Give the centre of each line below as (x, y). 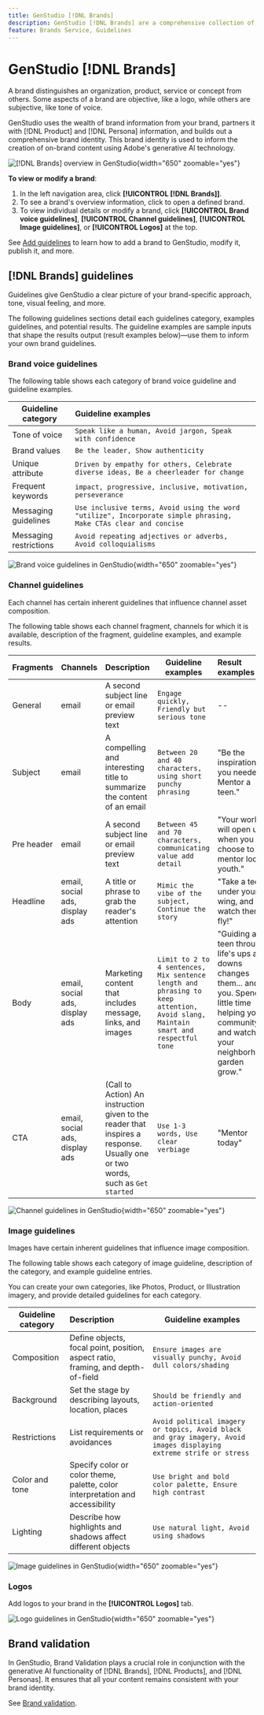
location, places (99, 1410)
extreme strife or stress (201, 1453)
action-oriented (183, 1404)
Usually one (127, 1153)
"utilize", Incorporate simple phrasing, (153, 516)
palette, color (94, 1485)
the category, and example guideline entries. (81, 1272)
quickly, (173, 701)
